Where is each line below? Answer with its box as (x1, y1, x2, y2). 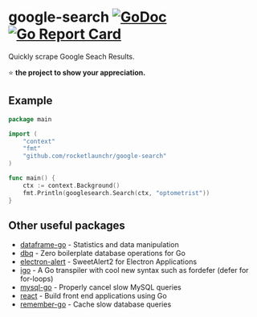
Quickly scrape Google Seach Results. (8, 51, 135, 61)
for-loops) (19, 274, 54, 284)
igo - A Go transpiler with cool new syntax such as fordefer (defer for (19, 266, 249, 275)
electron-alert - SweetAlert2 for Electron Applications (19, 257, 198, 266)
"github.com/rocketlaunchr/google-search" (22, 152, 167, 161)
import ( (8, 129, 38, 138)
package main (8, 115, 52, 124)
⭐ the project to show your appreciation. (8, 67, 146, 77)
